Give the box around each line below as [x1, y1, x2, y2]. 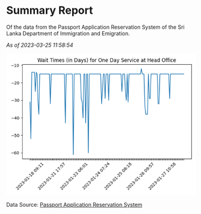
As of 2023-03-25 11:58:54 [6, 41, 73, 49]
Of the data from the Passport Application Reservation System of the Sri [6, 23, 185, 31]
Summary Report [6, 4, 93, 17]
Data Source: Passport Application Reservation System [6, 201, 143, 208]
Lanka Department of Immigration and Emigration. [6, 29, 131, 37]
